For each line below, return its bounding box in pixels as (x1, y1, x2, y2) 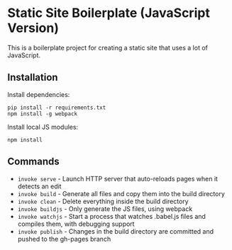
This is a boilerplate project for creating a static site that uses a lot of (7, 43, 208, 52)
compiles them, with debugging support (17, 220, 135, 228)
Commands (7, 156, 60, 168)
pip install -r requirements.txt (7, 104, 106, 111)
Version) (7, 20, 59, 36)
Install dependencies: (7, 90, 70, 98)
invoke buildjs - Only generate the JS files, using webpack (17, 204, 193, 213)
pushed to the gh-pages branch (17, 234, 111, 243)
